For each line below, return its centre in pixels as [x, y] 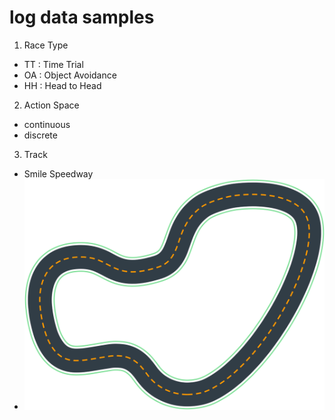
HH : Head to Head [62, 85]
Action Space [51, 105]
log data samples [82, 17]
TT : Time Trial [53, 64]
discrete [40, 135]
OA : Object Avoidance [70, 75]
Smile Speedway [58, 173]
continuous [47, 124]
